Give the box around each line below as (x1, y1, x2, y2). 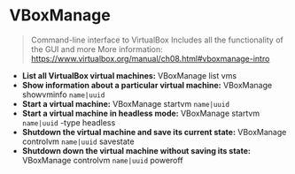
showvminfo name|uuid (21, 89, 105, 100)
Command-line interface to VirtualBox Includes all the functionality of (30, 34, 283, 45)
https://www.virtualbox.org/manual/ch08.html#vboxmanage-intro (30, 53, 270, 64)
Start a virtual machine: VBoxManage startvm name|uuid (21, 98, 230, 109)
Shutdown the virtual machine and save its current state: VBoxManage (21, 126, 287, 137)
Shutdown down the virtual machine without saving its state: (21, 145, 251, 155)
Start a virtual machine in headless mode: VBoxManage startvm (21, 108, 260, 118)
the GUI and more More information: (30, 43, 164, 54)
